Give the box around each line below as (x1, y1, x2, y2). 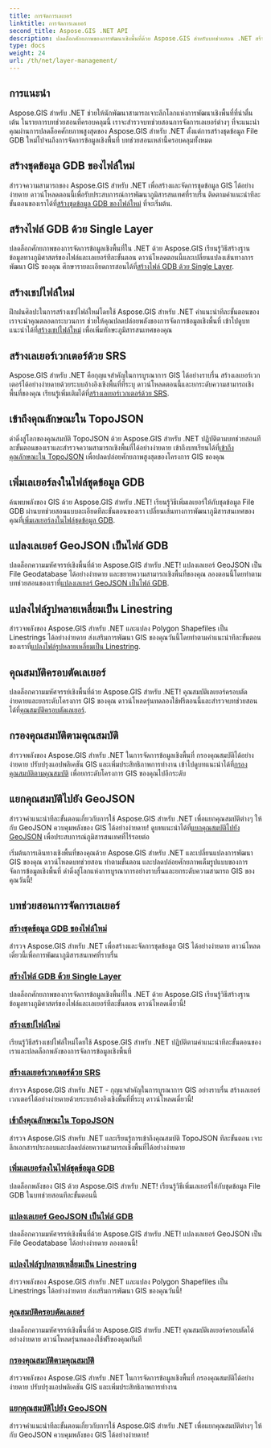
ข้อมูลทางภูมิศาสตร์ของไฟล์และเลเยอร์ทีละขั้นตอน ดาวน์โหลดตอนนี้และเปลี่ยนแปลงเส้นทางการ (9, 253, 254, 263)
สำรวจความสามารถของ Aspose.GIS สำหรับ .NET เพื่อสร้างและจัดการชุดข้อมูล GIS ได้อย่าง (9, 180, 254, 190)
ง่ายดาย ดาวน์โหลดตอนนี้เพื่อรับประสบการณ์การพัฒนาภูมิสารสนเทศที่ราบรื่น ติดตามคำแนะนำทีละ (9, 189, 261, 199)
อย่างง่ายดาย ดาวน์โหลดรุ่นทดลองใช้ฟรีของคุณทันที (9, 1334, 142, 1343)
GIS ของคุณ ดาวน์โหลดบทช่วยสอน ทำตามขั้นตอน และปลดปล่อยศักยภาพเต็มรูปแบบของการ (9, 857, 248, 867)
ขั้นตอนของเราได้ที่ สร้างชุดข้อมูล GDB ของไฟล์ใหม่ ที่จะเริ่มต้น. (9, 198, 173, 208)
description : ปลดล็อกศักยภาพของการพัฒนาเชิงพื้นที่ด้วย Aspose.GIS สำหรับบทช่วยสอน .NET (9, 34, 253, 43)
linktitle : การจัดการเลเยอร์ (9, 19, 87, 27)
